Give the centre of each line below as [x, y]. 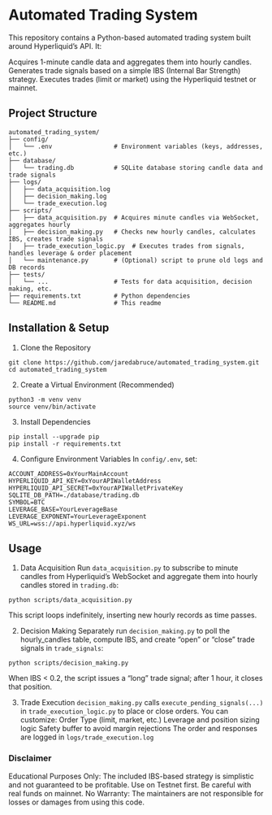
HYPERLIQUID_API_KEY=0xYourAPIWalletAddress [85, 481]
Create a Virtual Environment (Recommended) [97, 385]
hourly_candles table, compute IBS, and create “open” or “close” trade [138, 639]
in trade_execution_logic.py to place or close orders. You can [124, 711]
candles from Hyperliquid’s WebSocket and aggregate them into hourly [139, 577]
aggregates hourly [39, 224]
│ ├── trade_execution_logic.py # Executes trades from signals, [127, 246]
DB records [27, 267]
